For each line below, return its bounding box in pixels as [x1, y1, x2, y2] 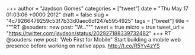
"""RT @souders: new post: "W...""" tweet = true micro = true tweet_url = [6, 23, 185, 30]
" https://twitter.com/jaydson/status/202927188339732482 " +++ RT [6, 30, 172, 37]
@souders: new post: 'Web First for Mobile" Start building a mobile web [6, 36, 181, 43]
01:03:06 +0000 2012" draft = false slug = [6, 11, 109, 18]
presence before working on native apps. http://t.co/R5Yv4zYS [6, 42, 160, 49]
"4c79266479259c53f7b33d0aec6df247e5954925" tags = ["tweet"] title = [6, 18, 190, 24]
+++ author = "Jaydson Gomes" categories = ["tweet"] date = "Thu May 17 [6, 5, 188, 12]
